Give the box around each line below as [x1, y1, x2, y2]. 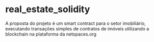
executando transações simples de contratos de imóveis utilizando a [5, 25, 149, 31]
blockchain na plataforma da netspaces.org [5, 31, 97, 37]
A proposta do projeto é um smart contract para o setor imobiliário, [5, 20, 146, 26]
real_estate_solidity [5, 4, 90, 15]
